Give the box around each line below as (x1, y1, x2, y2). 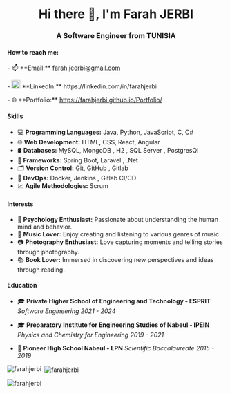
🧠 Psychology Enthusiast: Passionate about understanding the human (17, 215, 219, 223)
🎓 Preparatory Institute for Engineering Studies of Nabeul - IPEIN (17, 321, 210, 329)
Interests (7, 200, 34, 208)
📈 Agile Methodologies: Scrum (17, 181, 108, 189)
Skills (7, 112, 23, 120)
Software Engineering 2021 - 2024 (17, 307, 116, 315)
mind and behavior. (17, 223, 73, 231)
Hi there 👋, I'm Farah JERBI (38, 6, 194, 22)
